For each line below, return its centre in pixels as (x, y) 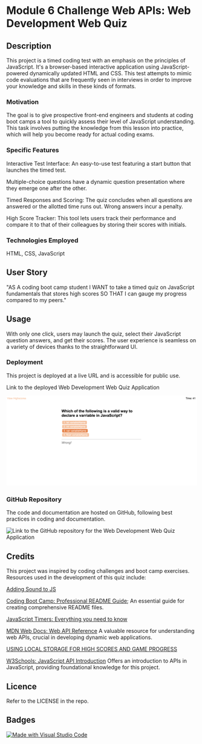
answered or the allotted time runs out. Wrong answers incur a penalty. (95, 206)
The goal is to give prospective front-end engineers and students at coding (100, 115)
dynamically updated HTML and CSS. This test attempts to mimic (111, 73)
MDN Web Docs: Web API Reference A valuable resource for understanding (100, 631)
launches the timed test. (36, 170)
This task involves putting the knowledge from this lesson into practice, (95, 128)
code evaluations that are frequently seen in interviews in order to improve (99, 80)
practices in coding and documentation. (56, 519)
